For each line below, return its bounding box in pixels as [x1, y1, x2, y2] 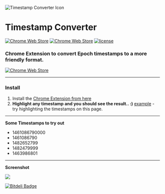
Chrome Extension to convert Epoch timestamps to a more [5, 50, 147, 57]
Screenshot [5, 164, 29, 170]
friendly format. [5, 56, 44, 63]
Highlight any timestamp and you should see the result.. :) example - [12, 100, 155, 106]
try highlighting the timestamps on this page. [12, 106, 103, 112]
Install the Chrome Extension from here [12, 96, 92, 101]
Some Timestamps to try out [5, 120, 65, 126]
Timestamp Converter [5, 22, 97, 33]
